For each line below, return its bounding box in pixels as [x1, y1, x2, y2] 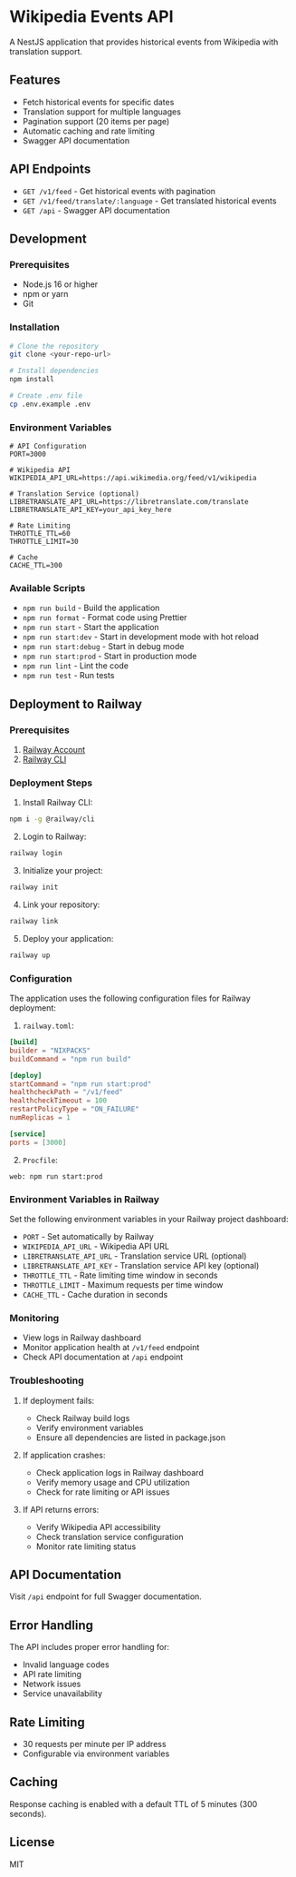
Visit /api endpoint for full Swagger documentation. [9, 1591, 202, 1602]
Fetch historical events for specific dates [22, 96, 175, 107]
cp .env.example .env [9, 400, 91, 409]
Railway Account [22, 745, 86, 756]
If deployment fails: [22, 1395, 95, 1406]
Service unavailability [22, 1688, 102, 1699]
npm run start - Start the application [22, 622, 160, 633]
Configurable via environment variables [22, 1748, 170, 1759]
